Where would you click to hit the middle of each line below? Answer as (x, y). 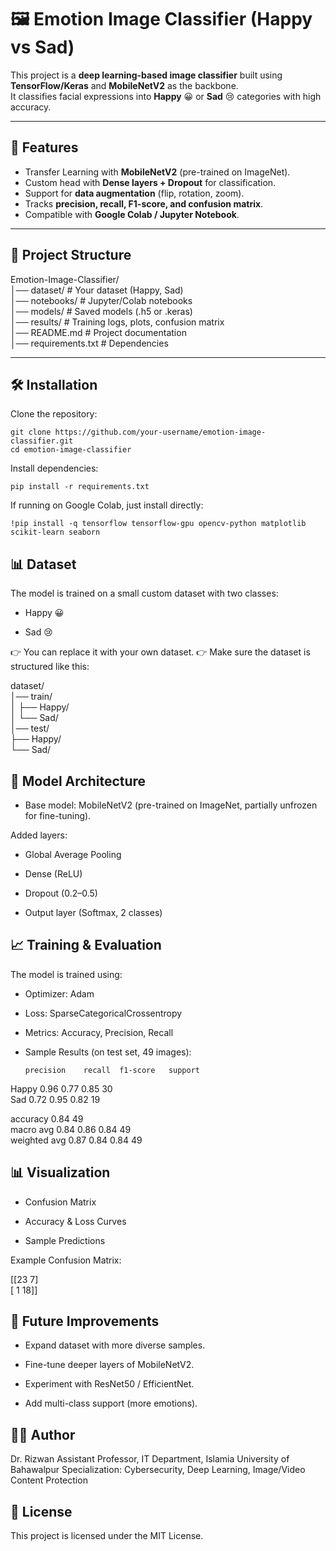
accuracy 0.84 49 (47, 1118)
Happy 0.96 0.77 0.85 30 (61, 1088)
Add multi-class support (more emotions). (111, 1403)
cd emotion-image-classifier (71, 450)
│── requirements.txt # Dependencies (89, 343)
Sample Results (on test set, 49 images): (108, 1052)
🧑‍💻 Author (43, 1434)
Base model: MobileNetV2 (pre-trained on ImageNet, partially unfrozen (171, 805)
